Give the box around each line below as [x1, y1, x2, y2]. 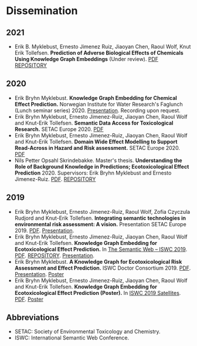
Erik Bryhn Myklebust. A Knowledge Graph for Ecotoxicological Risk [14, 258, 182, 265]
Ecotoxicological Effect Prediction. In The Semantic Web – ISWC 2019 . [14, 246, 188, 253]
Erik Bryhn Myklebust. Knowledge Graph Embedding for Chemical [14, 94, 177, 101]
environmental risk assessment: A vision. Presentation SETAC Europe [14, 220, 186, 227]
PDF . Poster [14, 295, 44, 303]
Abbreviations [6, 313, 59, 323]
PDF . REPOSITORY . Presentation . [14, 251, 95, 259]
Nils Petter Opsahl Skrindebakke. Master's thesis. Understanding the [14, 157, 183, 164]
